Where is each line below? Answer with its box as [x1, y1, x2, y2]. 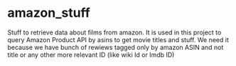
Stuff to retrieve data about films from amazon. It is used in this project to [7, 28, 222, 37]
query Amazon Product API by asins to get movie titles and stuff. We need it [7, 35, 229, 44]
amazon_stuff [7, 5, 90, 21]
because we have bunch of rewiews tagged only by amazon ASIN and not [7, 43, 224, 51]
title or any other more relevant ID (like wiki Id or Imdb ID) [7, 51, 175, 59]
